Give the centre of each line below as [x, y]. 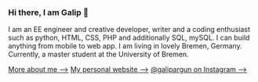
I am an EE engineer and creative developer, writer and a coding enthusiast [129, 30]
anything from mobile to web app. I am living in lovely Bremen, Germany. [125, 46]
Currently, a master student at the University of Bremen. [99, 55]
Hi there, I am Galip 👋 [48, 12]
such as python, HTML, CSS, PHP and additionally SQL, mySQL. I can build [129, 37]
